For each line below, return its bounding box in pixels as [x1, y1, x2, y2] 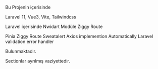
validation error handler [5, 38, 54, 44]
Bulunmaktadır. [5, 48, 37, 54]
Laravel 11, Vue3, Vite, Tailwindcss [5, 14, 77, 19]
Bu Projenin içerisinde [5, 4, 51, 10]
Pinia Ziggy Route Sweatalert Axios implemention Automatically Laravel [5, 33, 153, 39]
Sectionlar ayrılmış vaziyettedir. [5, 58, 71, 64]
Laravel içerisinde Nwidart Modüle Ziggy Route [5, 23, 103, 29]
